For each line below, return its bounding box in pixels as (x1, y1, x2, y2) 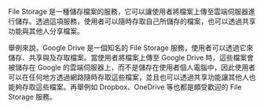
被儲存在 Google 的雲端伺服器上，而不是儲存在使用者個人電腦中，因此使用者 (8, 63, 256, 72)
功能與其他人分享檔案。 (8, 27, 84, 35)
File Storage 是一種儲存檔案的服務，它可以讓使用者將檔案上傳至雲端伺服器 (8, 7, 249, 16)
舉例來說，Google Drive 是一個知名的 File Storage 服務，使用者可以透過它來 (8, 43, 254, 53)
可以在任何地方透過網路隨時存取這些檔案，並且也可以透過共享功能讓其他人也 (8, 73, 256, 82)
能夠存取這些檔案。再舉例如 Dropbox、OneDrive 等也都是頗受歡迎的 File (8, 82, 242, 92)
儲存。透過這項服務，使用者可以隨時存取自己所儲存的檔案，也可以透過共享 (14, 16, 256, 26)
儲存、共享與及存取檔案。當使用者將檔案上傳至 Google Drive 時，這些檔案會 (8, 53, 254, 62)
